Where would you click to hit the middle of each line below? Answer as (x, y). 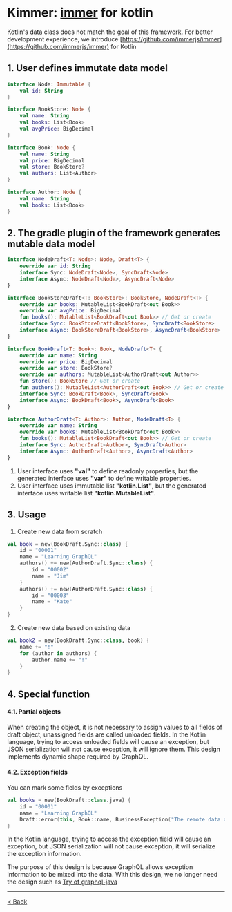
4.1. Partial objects (34, 712)
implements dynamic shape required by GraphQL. (78, 756)
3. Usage (27, 515)
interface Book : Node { (41, 148)
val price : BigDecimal (52, 160)
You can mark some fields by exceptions (65, 788)
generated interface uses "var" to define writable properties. (104, 478)
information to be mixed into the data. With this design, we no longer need (113, 875)
